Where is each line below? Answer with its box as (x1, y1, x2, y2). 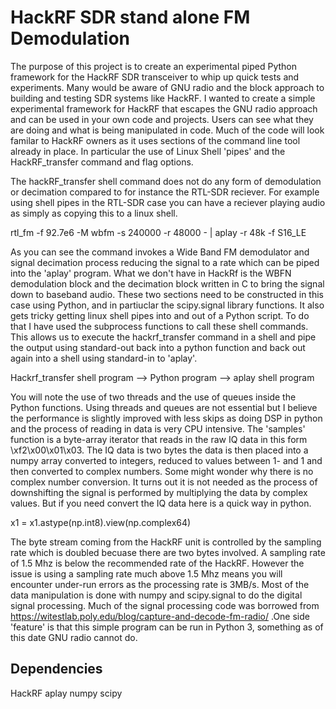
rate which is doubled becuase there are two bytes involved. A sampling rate (10, 546, 326, 558)
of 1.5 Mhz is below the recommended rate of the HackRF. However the (10, 557, 305, 569)
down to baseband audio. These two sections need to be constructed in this (10, 288, 324, 300)
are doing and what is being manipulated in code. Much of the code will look (10, 124, 325, 136)
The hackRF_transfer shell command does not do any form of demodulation (10, 175, 322, 187)
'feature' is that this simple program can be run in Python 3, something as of (10, 621, 324, 633)
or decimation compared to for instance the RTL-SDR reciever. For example (10, 186, 320, 198)
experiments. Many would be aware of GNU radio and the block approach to (10, 81, 325, 93)
